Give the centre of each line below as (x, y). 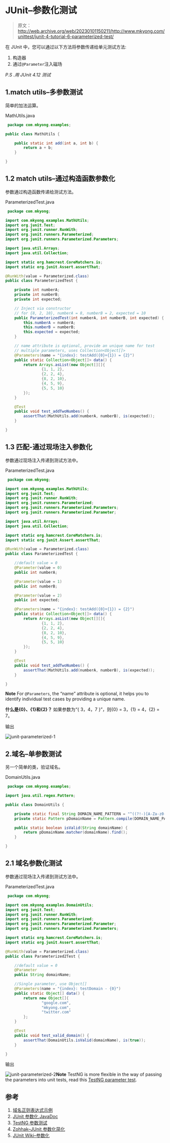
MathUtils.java (20, 115)
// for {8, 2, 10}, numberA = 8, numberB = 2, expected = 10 (80, 313)
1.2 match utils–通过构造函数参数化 (60, 179)
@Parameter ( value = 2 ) (38, 596)
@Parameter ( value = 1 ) (38, 581)
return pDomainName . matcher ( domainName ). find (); (76, 833)
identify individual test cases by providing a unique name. (65, 699)
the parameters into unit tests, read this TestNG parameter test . (71, 1080)
